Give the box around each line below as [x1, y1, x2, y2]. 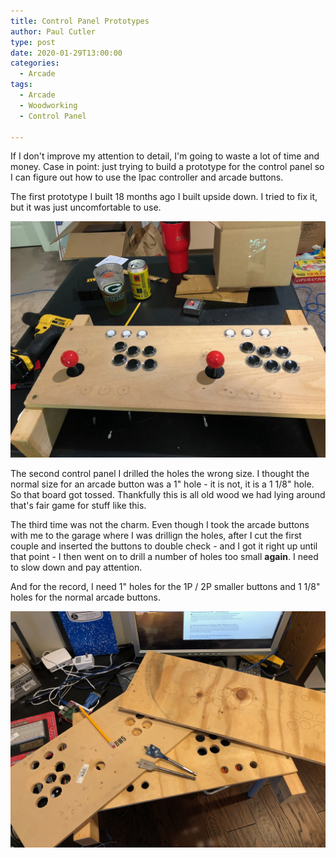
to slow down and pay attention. [10, 561, 143, 574]
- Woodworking [19, 100, 78, 110]
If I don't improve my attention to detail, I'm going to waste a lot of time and [10, 150, 320, 162]
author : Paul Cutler [10, 26, 97, 37]
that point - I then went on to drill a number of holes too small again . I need [10, 551, 319, 563]
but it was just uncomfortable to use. [10, 201, 162, 214]
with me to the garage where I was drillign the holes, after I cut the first [10, 530, 302, 542]
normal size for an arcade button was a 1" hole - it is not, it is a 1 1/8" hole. [10, 478, 315, 490]
